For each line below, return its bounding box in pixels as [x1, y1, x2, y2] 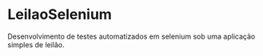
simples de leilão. [7, 39, 65, 49]
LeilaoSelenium [7, 6, 113, 24]
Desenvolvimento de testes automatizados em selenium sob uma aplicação [7, 32, 256, 41]
